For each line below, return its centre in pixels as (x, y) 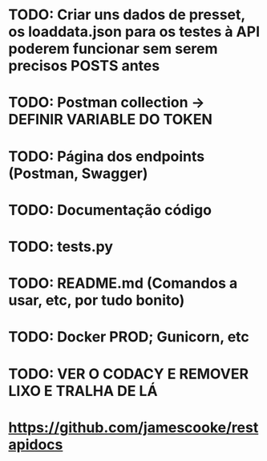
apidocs (36, 445)
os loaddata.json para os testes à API (134, 32)
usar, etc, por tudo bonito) (97, 300)
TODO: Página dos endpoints (107, 156)
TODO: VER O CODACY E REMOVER (129, 374)
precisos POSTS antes (84, 66)
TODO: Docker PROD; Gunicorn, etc (129, 337)
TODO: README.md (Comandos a (123, 283)
